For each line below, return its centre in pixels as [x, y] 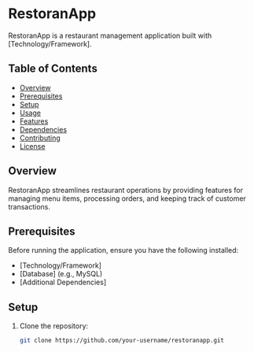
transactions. [29, 206]
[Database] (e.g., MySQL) [61, 274]
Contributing [40, 138]
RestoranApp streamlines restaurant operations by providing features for [126, 190]
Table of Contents [53, 69]
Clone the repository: [54, 326]
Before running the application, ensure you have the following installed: [123, 250]
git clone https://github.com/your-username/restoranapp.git [122, 341]
